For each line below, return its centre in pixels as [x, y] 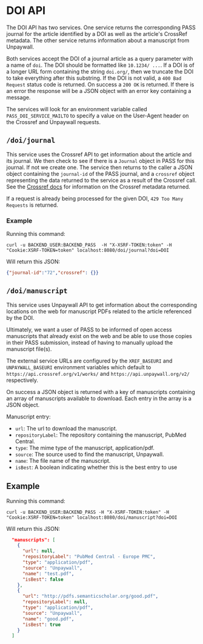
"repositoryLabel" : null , [55, 602]
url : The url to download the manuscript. [66, 428]
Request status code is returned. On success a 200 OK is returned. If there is [100, 84]
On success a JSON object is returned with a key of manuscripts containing [101, 392]
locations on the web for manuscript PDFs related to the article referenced [99, 311]
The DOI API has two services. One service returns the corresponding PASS [101, 27]
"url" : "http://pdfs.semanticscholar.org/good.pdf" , [90, 597]
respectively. [22, 380]
